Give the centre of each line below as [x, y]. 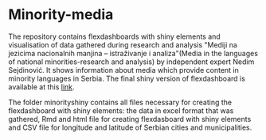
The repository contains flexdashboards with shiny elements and [114, 36]
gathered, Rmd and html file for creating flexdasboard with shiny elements [130, 119]
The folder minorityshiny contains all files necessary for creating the [120, 102]
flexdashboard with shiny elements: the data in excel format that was [121, 110]
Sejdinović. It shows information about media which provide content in [123, 70]
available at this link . [41, 87]
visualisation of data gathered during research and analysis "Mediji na [123, 44]
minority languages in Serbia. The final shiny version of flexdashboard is [127, 78]
